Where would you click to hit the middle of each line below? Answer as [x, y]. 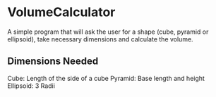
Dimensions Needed [53, 62]
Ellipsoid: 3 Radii [31, 86]
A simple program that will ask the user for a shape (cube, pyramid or [108, 32]
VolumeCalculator [61, 12]
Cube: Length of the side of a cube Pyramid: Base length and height [106, 78]
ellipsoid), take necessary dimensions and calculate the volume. [100, 39]
